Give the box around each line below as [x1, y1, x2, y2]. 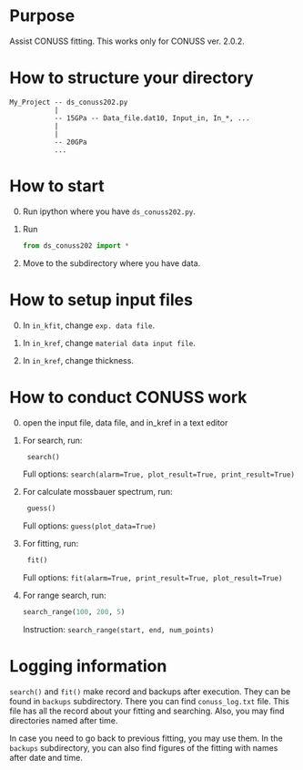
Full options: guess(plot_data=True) [22, 520, 157, 531]
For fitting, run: [22, 539, 79, 549]
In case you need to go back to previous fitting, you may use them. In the [9, 733, 284, 744]
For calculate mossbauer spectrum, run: [22, 487, 173, 498]
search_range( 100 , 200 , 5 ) [22, 608, 126, 617]
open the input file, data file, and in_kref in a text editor [22, 416, 228, 428]
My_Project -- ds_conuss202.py [9, 98, 128, 107]
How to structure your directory [9, 67, 254, 88]
